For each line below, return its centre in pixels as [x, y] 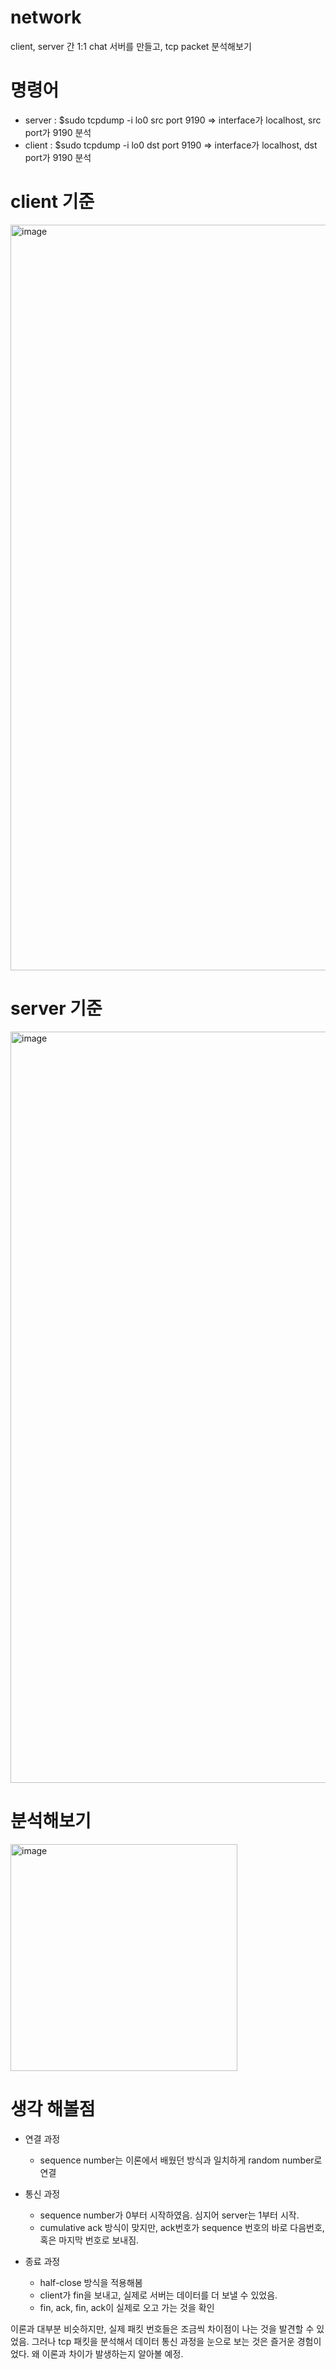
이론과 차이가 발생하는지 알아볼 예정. [112, 2353]
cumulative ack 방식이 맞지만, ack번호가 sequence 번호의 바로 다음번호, [182, 2227]
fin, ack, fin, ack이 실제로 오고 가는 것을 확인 [127, 2307]
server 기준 [56, 1008]
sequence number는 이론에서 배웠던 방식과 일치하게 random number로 [181, 2160]
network [46, 17]
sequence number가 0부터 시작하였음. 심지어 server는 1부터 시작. [169, 2215]
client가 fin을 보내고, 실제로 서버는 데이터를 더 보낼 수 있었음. [158, 2295]
